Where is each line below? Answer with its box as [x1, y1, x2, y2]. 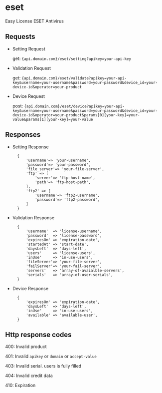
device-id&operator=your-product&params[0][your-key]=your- [12, 112, 140, 117]
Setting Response [12, 144, 49, 150]
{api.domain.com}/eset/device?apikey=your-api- [24, 104, 125, 109]
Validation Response [12, 214, 55, 221]
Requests [5, 32, 35, 41]
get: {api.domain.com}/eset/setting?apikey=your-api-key [12, 55, 131, 61]
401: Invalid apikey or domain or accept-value [5, 354, 97, 360]
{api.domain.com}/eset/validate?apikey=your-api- [21, 75, 127, 81]
